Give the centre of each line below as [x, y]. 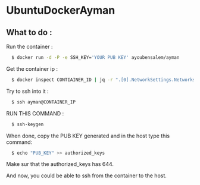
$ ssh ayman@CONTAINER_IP [44, 102]
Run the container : [29, 46]
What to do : [29, 32]
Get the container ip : [32, 68]
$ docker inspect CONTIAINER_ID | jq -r [62, 80]
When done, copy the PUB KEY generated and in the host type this [88, 136]
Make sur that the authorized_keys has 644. [60, 164]
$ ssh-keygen [28, 124]
